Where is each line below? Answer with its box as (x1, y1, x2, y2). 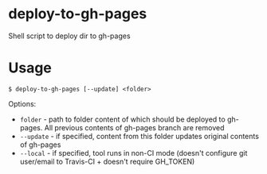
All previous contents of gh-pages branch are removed (44, 122, 225, 132)
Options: (8, 99, 37, 108)
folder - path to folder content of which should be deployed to (19, 114, 226, 124)
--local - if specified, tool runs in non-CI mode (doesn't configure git (19, 148, 248, 157)
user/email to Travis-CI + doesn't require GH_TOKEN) (19, 157, 195, 166)
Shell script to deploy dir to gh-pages (8, 31, 131, 41)
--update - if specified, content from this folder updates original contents (19, 131, 259, 141)
